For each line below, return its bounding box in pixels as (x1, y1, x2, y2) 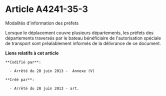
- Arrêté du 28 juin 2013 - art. (9, 86, 79, 91)
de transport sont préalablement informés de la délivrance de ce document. (5, 40, 161, 46)
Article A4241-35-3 (5, 3, 88, 15)
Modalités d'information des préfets (5, 20, 79, 26)
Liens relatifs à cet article (5, 50, 59, 56)
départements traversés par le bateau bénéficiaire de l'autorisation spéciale (5, 35, 161, 41)
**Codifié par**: (5, 59, 41, 64)
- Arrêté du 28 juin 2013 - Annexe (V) (9, 68, 95, 73)
